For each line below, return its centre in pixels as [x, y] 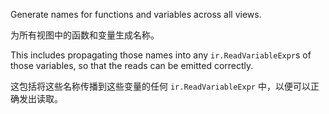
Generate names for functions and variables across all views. [136, 14]
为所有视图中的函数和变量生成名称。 [85, 35]
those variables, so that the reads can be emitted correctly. [132, 65]
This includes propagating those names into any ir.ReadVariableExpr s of [161, 55]
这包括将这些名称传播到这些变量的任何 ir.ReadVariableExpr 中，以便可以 [160, 86]
